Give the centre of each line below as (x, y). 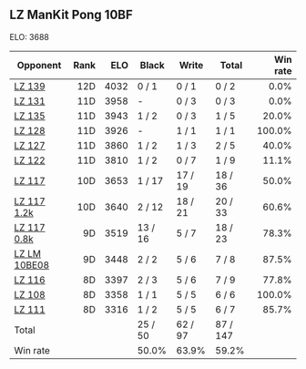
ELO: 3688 (30, 36)
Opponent (39, 65)
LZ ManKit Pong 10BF (71, 15)
